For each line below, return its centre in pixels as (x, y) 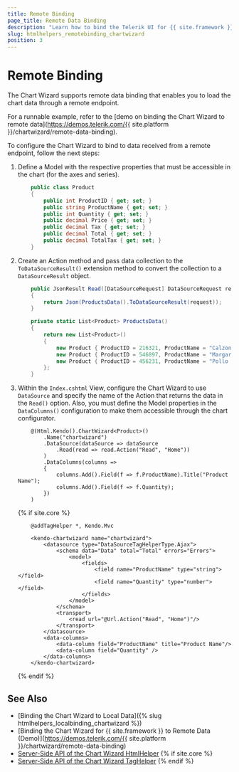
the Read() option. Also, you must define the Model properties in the (117, 403)
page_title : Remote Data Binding (57, 21)
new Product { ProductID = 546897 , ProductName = (131, 354)
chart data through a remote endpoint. (63, 103)
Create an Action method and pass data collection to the (100, 260)
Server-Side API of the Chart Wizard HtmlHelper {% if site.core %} (115, 754)
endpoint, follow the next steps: (54, 153)
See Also (27, 698)
